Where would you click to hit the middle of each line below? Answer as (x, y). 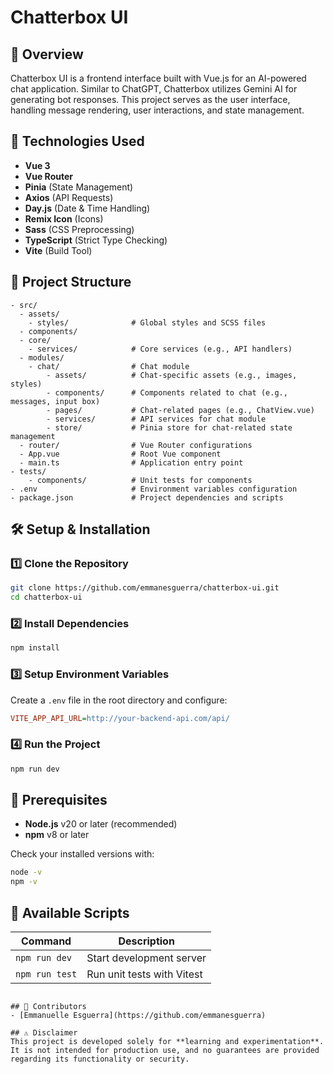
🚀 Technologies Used (77, 141)
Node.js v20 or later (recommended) (101, 824)
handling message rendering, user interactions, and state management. (157, 110)
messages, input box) (55, 401)
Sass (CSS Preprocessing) (79, 229)
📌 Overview (47, 54)
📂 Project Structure (71, 282)
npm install (35, 648)
